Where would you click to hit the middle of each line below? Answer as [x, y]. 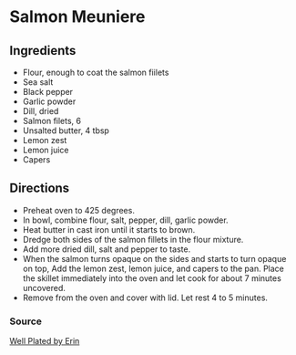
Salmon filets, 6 [52, 121]
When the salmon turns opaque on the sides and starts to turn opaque [154, 258]
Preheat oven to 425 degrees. [78, 210]
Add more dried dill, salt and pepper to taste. [107, 249]
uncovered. [44, 287]
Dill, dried [41, 111]
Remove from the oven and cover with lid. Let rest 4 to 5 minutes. [145, 298]
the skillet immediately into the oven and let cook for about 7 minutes [152, 278]
